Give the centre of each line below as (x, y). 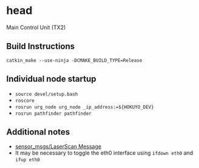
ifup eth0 (28, 160)
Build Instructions (41, 46)
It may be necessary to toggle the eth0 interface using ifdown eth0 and (104, 153)
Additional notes (38, 132)
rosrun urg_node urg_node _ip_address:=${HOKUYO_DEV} (84, 107)
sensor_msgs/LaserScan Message (58, 147)
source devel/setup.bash (46, 94)
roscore (25, 101)
